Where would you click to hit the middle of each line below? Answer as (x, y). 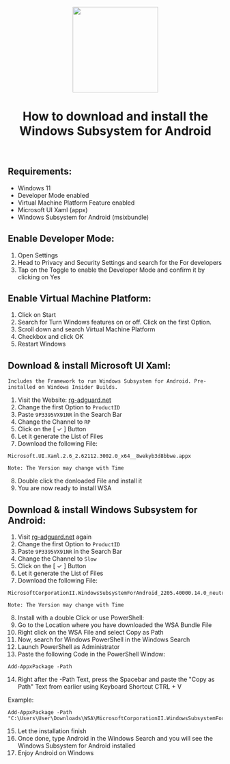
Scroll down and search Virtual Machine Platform (86, 329)
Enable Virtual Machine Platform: (80, 298)
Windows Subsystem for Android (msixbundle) (83, 217)
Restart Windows (42, 344)
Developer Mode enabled (53, 195)
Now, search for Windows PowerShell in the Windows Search (104, 639)
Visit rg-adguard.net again (54, 537)
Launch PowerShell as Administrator (69, 647)
